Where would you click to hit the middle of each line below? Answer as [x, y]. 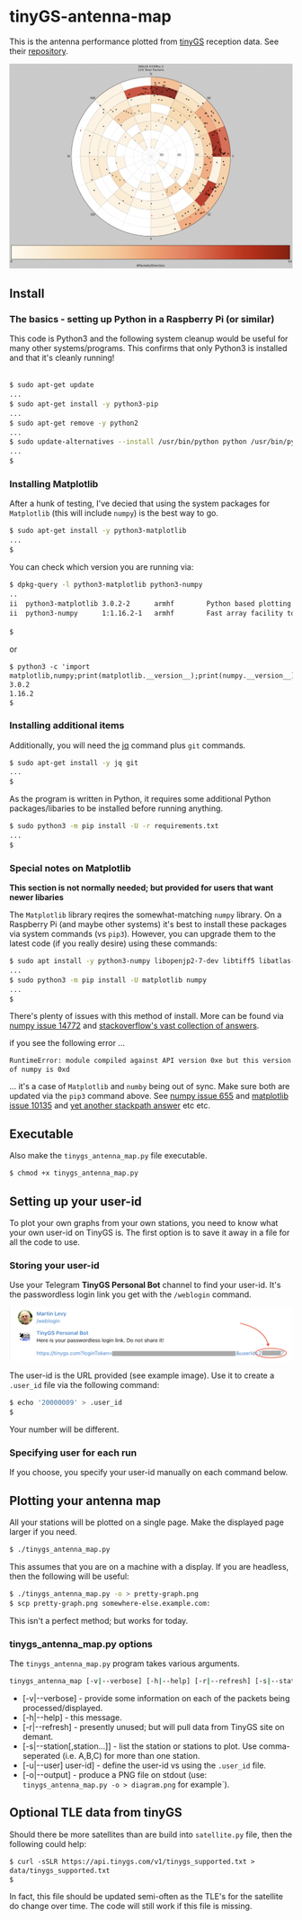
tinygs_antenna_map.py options [81, 1644]
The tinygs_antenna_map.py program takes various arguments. [124, 1663]
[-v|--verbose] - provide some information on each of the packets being [156, 1698]
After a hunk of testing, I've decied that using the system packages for [140, 504]
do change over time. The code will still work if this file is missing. [131, 1906]
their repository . [39, 50]
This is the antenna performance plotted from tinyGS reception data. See [144, 41]
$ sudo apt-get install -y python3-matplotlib [98, 531]
